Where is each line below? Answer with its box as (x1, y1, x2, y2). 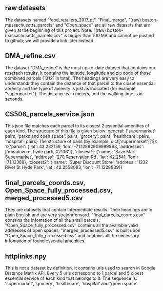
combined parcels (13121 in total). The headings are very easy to (5, 75, 135, 81)
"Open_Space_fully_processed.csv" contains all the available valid (5, 222, 138, 229)
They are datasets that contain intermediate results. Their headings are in (5, 207, 153, 213)
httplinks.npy (5, 252, 47, 260)
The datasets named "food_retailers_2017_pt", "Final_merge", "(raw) (5, 17, 142, 22)
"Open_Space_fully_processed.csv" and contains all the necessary (5, 233, 140, 239)
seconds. (5, 96, 24, 102)
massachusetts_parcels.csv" (5, 32, 63, 38)
